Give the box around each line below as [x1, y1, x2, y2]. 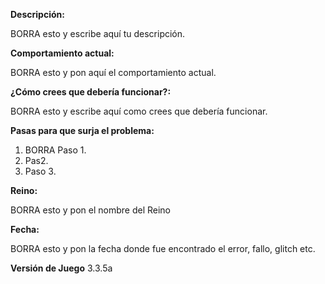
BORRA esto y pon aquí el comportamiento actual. [10, 67, 217, 78]
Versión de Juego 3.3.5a [10, 262, 113, 274]
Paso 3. [24, 165, 57, 177]
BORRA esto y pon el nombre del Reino [10, 204, 172, 216]
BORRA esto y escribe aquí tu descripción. [10, 28, 186, 39]
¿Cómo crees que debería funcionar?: [10, 86, 172, 98]
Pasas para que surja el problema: [10, 125, 155, 136]
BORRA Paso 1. [24, 144, 87, 156]
